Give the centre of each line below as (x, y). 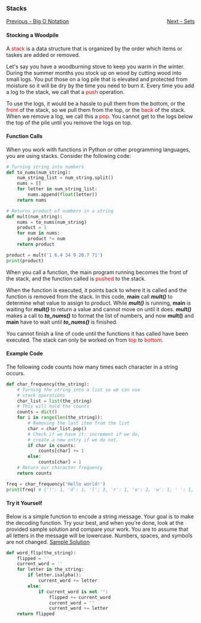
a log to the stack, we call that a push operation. (65, 92)
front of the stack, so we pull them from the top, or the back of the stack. (96, 110)
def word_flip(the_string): (41, 553)
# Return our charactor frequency (60, 468)
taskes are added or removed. (43, 54)
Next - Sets (181, 22)
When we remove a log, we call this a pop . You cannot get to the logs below (100, 116)
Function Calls (25, 136)
